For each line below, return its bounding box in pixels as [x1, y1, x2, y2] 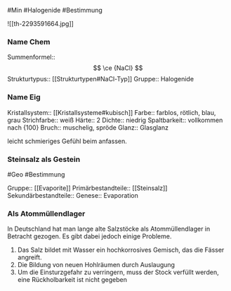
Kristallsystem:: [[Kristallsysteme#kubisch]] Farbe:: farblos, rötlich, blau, [7, 108, 216, 116]
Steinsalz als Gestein [7, 154, 81, 164]
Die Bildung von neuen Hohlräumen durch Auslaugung [17, 261, 176, 269]
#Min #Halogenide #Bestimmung [7, 6, 103, 14]
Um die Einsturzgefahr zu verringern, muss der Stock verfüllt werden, [17, 268, 219, 276]
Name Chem [7, 36, 51, 46]
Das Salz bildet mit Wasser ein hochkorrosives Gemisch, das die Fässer [17, 245, 225, 255]
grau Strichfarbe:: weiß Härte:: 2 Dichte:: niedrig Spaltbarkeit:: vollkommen [7, 116, 223, 124]
